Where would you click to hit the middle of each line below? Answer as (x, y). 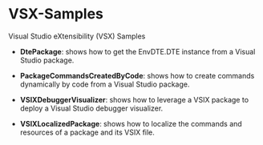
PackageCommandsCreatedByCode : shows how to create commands (137, 75)
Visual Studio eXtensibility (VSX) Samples (77, 36)
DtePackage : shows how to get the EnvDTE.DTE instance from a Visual (138, 51)
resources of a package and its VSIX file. (87, 132)
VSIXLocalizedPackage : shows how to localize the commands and (131, 123)
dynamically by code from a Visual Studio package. (105, 84)
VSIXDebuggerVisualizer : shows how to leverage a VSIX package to (134, 99)
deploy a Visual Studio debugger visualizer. (91, 108)
